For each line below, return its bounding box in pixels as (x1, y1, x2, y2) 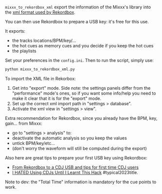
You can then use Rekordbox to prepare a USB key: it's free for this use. (5, 19, 149, 24)
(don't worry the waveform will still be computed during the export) (12, 145, 147, 151)
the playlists (12, 48, 36, 54)
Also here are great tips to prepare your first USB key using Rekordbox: (5, 155, 147, 160)
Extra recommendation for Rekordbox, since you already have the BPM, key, (5, 115, 158, 121)
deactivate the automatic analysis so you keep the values (12, 135, 127, 141)
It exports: (5, 28, 26, 34)
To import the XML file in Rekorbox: (5, 76, 76, 81)
